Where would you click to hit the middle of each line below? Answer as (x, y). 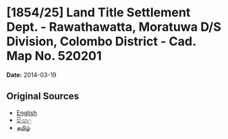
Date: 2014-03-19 (32, 75)
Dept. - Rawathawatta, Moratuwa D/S (114, 27)
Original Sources (43, 96)
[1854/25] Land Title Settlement (99, 13)
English (27, 112)
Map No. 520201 (54, 56)
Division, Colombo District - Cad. (101, 42)
